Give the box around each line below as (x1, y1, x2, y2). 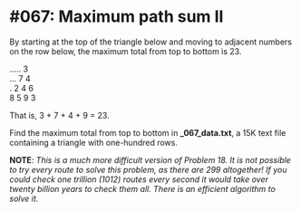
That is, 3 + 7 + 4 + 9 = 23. (9, 110, 111, 120)
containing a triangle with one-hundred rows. (9, 137, 179, 148)
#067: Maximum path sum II (9, 6, 224, 27)
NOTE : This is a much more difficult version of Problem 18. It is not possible (9, 154, 292, 165)
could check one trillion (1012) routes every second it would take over (9, 174, 269, 185)
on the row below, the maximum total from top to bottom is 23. (9, 45, 242, 56)
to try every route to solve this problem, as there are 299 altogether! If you (9, 164, 287, 175)
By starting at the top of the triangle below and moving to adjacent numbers (9, 36, 293, 47)
